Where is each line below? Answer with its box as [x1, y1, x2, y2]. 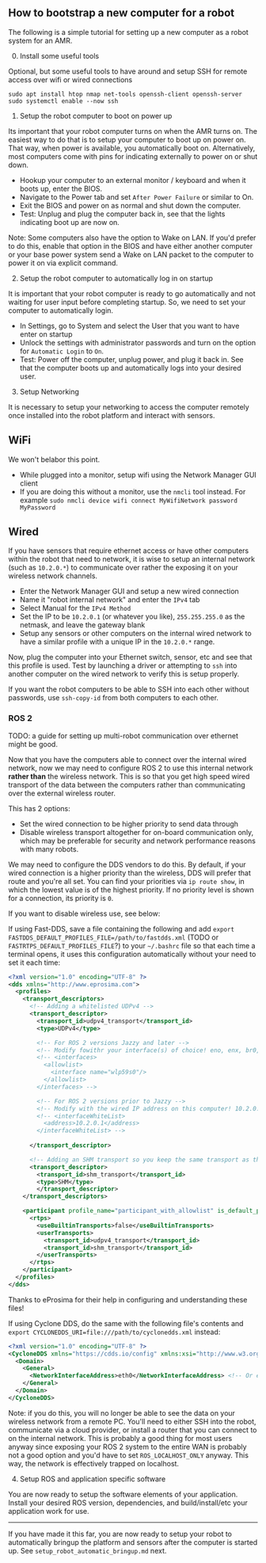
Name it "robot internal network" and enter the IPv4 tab [19, 595, 200, 604]
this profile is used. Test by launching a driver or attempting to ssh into [8, 661, 237, 670]
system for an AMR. [8, 36, 73, 45]
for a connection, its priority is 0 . [8, 893, 114, 902]
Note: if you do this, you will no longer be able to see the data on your [8, 1408, 236, 1417]
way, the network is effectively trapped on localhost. [8, 1458, 180, 1468]
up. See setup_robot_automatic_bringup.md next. [8, 1546, 167, 1555]
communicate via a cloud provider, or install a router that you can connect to [8, 1425, 257, 1435]
